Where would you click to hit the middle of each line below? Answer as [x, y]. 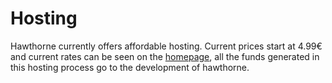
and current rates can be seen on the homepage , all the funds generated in [165, 56]
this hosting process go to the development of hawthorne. [130, 67]
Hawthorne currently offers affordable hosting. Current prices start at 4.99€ [166, 46]
